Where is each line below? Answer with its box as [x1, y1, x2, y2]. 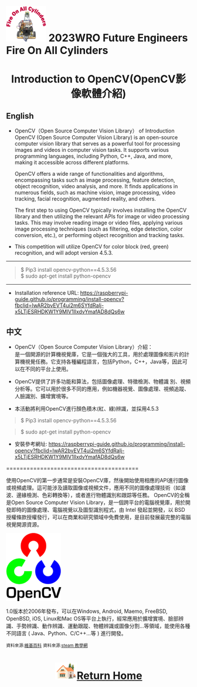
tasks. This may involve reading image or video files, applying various [14, 219, 183, 226]
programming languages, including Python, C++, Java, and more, [14, 153, 173, 160]
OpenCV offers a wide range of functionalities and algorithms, [14, 171, 165, 178]
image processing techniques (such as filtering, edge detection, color [14, 225, 183, 232]
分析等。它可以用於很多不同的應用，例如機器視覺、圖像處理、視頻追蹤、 [14, 385, 189, 392]
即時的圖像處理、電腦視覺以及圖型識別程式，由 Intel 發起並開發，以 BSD [11, 506, 186, 513]
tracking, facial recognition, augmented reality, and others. [14, 195, 157, 202]
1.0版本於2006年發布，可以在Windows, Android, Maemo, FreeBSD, [6, 608, 168, 615]
